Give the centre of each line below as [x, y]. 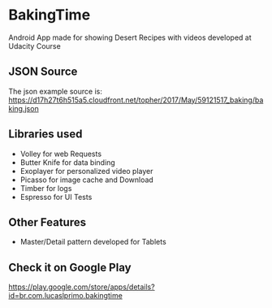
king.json [24, 108]
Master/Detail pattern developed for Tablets [93, 242]
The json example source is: [56, 91]
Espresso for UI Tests [56, 197]
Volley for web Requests [61, 154]
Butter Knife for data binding [67, 162]
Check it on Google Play [70, 267]
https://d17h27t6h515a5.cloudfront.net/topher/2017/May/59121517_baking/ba [136, 100]
